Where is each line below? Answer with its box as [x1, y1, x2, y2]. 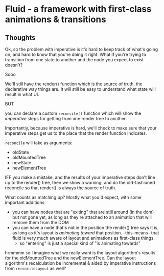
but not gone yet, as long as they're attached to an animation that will [12, 214, 152, 220]
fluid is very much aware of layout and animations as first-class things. [12, 235, 155, 241]
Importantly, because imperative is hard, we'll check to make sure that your [5, 125, 157, 131]
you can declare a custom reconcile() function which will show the [5, 110, 141, 116]
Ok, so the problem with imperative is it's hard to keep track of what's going [5, 47, 158, 52]
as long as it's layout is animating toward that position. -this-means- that [12, 230, 159, 236]
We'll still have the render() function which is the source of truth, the [5, 81, 143, 87]
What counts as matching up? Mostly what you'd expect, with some [5, 195, 142, 200]
